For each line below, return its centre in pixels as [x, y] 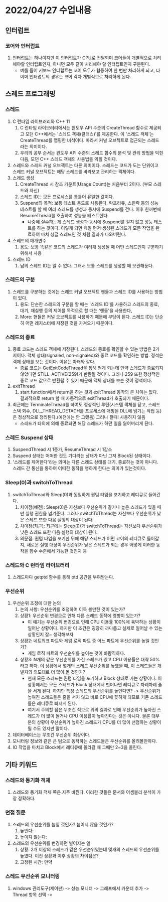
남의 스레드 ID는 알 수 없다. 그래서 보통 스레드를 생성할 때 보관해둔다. [87, 265]
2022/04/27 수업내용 [48, 10]
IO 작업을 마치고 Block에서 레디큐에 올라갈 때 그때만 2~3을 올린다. [77, 747]
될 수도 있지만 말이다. [48, 728]
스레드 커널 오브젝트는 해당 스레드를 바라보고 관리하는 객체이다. [74, 172]
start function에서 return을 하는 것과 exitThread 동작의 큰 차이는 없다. [89, 392]
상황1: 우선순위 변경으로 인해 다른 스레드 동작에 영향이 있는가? [80, 616]
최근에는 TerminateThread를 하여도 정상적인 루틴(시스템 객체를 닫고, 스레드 [86, 405]
